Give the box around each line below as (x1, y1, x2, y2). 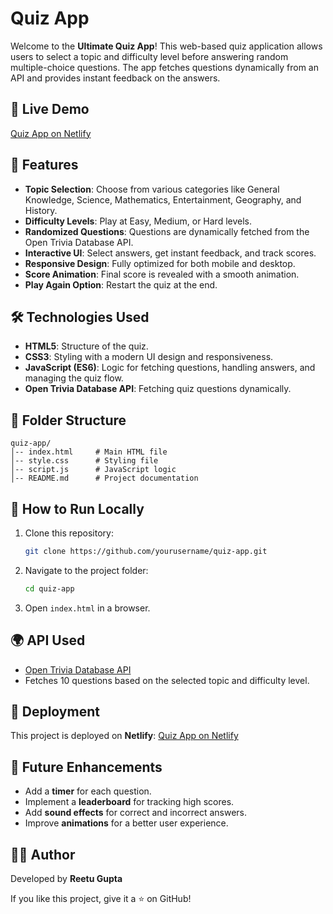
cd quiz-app (24, 583, 75, 594)
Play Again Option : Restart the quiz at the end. (24, 278, 218, 291)
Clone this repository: (24, 527, 114, 539)
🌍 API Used (10, 632, 86, 649)
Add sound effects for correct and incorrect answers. (24, 807, 247, 819)
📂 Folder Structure (10, 412, 127, 429)
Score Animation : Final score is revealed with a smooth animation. (24, 268, 300, 280)
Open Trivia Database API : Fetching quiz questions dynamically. (24, 383, 292, 395)
